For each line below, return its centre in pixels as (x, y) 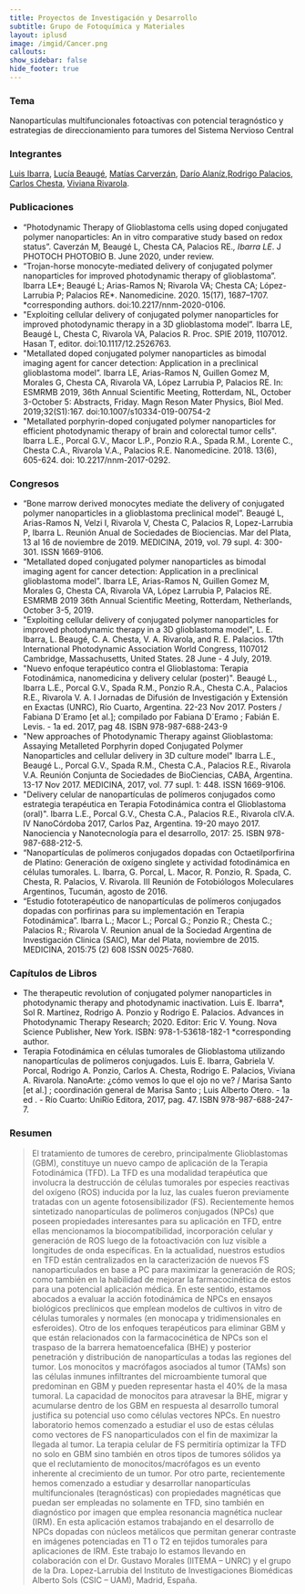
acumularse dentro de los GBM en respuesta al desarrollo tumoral (155, 1405)
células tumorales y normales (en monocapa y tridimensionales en (156, 1318)
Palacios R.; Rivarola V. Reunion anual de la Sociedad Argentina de (147, 930)
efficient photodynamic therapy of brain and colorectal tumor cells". (150, 431)
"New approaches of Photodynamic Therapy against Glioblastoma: (147, 737)
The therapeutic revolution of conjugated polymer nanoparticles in (147, 993)
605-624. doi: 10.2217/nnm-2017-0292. (97, 460)
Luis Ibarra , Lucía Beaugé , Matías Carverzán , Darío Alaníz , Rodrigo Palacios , (151, 173)
